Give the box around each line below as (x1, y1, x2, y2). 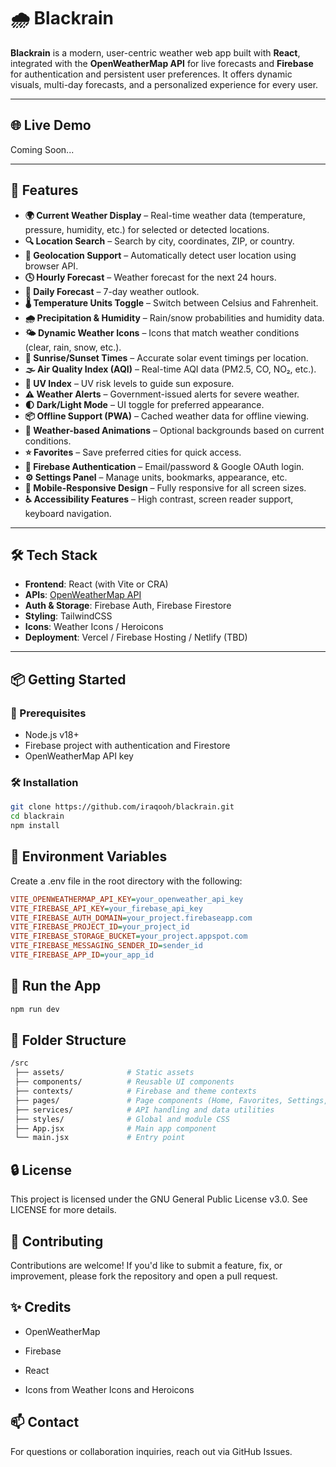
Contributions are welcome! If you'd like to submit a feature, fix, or (10, 1259, 283, 1271)
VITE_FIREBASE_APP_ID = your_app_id (10, 950, 155, 960)
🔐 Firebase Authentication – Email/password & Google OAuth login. (24, 460, 305, 472)
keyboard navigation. (24, 507, 112, 519)
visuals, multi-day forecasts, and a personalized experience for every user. (10, 78, 319, 90)
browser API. (24, 260, 79, 272)
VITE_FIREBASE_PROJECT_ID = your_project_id (10, 922, 190, 932)
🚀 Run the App (10, 978, 102, 995)
